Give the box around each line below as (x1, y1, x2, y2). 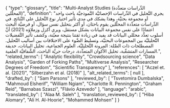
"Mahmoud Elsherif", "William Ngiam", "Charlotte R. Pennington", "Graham (5, 80, 162, 87)
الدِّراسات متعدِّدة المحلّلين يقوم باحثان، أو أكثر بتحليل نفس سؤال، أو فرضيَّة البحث (5, 21, 159, 27)
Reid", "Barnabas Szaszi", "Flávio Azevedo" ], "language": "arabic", (5, 86, 147, 92)
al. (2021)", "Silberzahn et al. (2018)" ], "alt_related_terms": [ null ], (5, 70, 145, 76)
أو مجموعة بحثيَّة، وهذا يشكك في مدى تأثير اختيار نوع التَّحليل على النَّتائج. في (5, 16, 148, 21)
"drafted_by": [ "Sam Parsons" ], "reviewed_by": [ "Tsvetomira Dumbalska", (5, 75, 165, 81)
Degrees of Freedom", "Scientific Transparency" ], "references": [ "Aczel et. (5, 64, 165, 70)
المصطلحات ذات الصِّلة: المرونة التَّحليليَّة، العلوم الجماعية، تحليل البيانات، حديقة (5, 43, 154, 48)
